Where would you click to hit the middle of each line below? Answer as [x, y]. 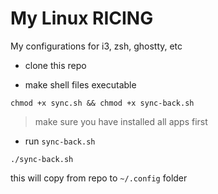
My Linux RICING [82, 18]
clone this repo [55, 65]
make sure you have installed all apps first [121, 121]
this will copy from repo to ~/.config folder [99, 178]
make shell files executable [80, 84]
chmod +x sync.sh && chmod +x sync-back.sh [102, 103]
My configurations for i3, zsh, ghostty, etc [96, 46]
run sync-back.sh [60, 141]
